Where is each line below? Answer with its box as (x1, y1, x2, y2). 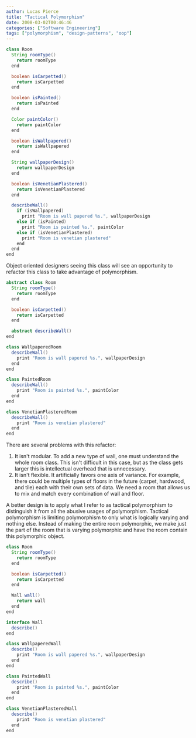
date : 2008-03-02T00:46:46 (6, 19, 72, 25)
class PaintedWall (6, 673, 51, 679)
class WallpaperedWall (6, 641, 61, 647)
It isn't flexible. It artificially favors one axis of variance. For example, (14, 472, 180, 479)
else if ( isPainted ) (16, 219, 67, 225)
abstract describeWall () (11, 328, 72, 334)
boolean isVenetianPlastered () (11, 181, 88, 187)
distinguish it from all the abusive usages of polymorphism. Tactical (6, 508, 169, 515)
